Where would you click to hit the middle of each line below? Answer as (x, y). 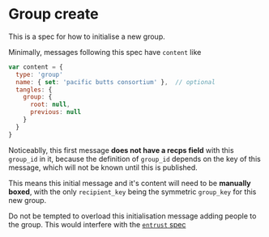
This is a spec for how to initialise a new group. (87, 36)
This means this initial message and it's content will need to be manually (130, 183)
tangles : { (34, 90)
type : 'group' (39, 74)
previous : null (56, 112)
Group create (53, 14)
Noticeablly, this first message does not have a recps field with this (121, 150)
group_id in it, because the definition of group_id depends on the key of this (134, 159)
